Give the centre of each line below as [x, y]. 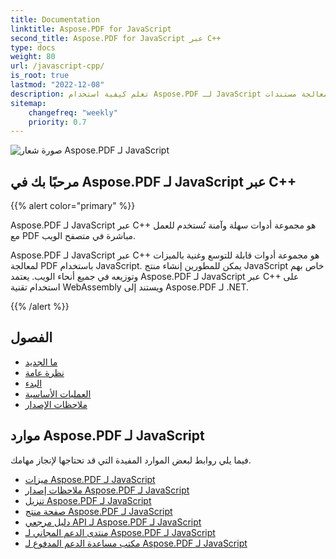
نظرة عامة [44, 372]
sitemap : [28, 103]
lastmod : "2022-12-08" [57, 85]
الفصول [31, 337]
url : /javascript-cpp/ [57, 66]
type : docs [33, 47]
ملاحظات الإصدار [56, 404]
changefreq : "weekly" [73, 112]
